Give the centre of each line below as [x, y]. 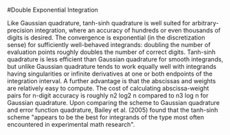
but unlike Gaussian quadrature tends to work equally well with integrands [112, 66]
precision [20, 30]
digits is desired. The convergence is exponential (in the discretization [106, 37]
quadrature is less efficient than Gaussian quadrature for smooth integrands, [115, 59]
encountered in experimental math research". [71, 124]
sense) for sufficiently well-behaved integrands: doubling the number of [109, 45]
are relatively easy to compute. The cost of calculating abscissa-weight [108, 88]
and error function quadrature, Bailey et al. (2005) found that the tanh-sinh [113, 110]
